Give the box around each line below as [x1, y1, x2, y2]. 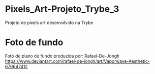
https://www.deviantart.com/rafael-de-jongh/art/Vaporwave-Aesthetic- [5, 58, 150, 64]
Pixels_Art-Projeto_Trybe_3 [5, 3, 119, 15]
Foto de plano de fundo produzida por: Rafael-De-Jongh [5, 53, 120, 59]
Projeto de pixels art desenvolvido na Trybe [5, 20, 93, 25]
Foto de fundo [5, 37, 63, 48]
